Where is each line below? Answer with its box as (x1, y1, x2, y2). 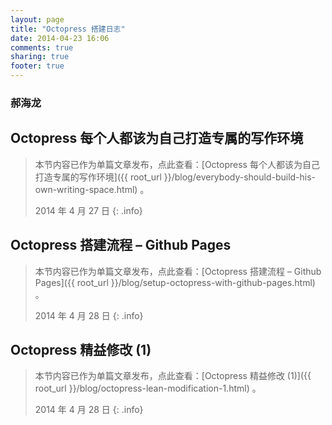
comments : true (10, 42, 74, 53)
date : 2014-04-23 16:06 (10, 33, 110, 43)
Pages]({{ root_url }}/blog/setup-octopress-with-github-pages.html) (34, 276, 316, 288)
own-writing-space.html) (34, 183, 138, 195)
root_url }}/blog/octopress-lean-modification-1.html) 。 (34, 382, 262, 395)
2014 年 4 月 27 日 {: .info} (34, 204, 143, 216)
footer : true (10, 61, 65, 71)
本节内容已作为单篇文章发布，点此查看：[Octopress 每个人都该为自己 (34, 158, 320, 170)
